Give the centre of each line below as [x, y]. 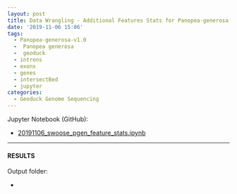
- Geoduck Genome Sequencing [56, 99]
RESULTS [21, 155]
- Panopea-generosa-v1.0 [50, 40]
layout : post [26, 14]
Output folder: [28, 171]
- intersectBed [36, 79]
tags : [15, 34]
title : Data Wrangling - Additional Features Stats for [91, 20]
